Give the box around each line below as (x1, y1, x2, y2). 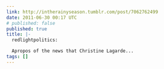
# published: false (6, 20, 56, 26)
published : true (6, 25, 47, 32)
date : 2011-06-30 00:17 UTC (6, 15, 77, 21)
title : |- (6, 31, 31, 38)
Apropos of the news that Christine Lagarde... (11, 48, 134, 54)
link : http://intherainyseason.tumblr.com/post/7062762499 (6, 8, 159, 15)
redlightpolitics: (11, 37, 59, 43)
